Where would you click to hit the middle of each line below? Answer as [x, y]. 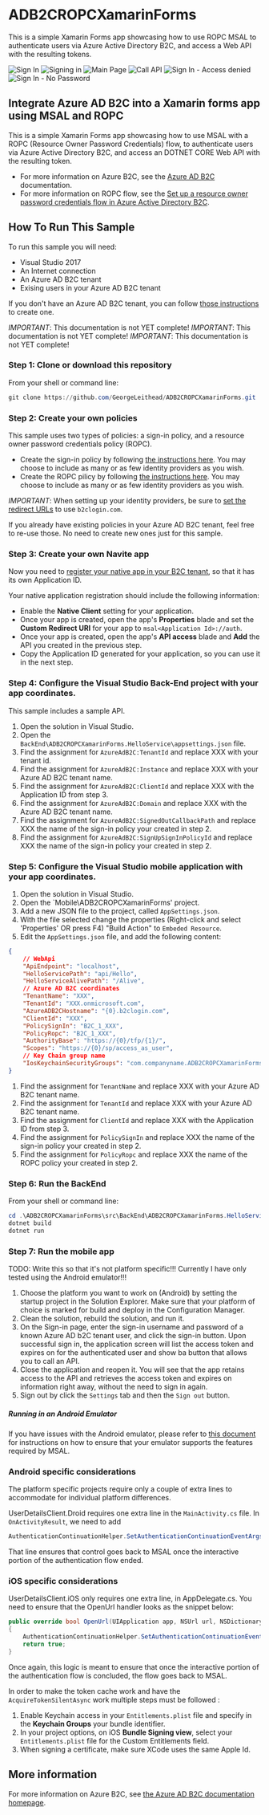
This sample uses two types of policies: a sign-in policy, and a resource [126, 436]
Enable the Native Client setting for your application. [107, 611]
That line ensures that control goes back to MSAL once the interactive [124, 1552]
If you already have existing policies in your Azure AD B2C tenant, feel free [131, 525]
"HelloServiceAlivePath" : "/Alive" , [84, 981]
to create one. [31, 311]
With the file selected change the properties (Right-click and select [130, 919]
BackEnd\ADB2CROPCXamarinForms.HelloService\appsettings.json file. [133, 743]
